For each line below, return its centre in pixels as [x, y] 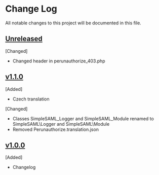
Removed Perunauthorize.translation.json [55, 129]
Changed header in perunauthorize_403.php [59, 61]
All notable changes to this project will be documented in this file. [73, 23]
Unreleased [24, 39]
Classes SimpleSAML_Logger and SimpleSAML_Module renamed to [83, 118]
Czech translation [31, 99]
